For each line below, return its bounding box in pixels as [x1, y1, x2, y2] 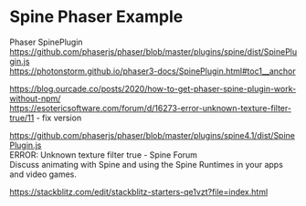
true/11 [9, 112, 35, 123]
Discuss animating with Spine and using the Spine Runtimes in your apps [9, 159, 283, 170]
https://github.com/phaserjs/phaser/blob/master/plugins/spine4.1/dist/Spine [9, 129, 295, 140]
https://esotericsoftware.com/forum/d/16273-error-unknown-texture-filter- [9, 102, 292, 113]
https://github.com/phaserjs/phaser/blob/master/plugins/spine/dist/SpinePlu [9, 46, 298, 57]
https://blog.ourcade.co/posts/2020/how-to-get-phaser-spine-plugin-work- [9, 83, 297, 94]
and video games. [9, 169, 78, 180]
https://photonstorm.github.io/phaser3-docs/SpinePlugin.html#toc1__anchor [9, 66, 297, 77]
